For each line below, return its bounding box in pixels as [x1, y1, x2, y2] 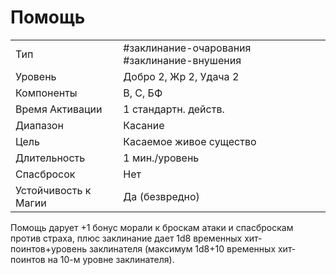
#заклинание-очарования [123, 41, 252, 55]
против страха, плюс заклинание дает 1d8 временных [10, 232, 243, 244]
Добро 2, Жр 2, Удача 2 [123, 69, 240, 83]
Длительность [15, 151, 86, 165]
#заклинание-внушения [123, 53, 242, 67]
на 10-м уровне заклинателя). [47, 253, 175, 265]
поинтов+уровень [10, 242, 87, 255]
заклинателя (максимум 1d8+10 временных [88, 242, 277, 255]
